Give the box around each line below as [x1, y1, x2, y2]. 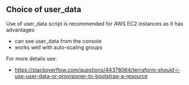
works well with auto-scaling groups [14, 44, 103, 51]
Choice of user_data [6, 5, 82, 15]
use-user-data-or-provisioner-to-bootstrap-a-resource [14, 72, 148, 79]
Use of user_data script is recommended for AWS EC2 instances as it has [6, 20, 184, 27]
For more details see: [6, 55, 58, 62]
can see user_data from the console [14, 37, 102, 44]
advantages [6, 26, 35, 33]
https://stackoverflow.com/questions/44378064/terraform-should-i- [14, 66, 181, 73]
